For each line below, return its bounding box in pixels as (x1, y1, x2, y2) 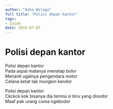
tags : (5, 16, 16, 21)
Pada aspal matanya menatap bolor (5, 68, 77, 74)
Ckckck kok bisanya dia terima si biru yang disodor (5, 93, 108, 99)
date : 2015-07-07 (5, 26, 41, 30)
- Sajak (5, 21, 21, 26)
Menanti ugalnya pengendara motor (5, 73, 78, 79)
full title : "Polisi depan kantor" (5, 12, 78, 17)
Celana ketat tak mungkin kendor (5, 79, 72, 84)
